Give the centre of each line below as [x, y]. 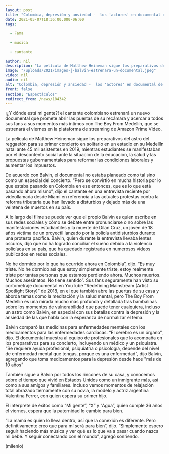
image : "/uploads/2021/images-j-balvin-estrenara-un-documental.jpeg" [81, 71]
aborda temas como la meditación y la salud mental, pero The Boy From [80, 296]
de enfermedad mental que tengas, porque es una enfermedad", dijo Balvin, [84, 354]
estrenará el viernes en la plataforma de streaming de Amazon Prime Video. [84, 129]
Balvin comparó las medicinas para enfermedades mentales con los [75, 327]
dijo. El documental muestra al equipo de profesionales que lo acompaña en [84, 338]
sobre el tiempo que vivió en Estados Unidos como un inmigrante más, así [82, 380]
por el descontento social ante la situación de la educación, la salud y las [81, 155]
